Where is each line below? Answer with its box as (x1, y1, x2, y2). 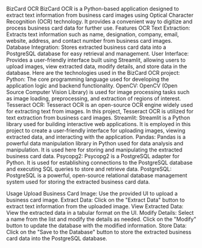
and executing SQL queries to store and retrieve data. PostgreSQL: (6, 165, 172, 173)
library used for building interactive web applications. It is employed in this (6, 121, 191, 127)
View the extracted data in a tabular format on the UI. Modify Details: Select (6, 209, 194, 216)
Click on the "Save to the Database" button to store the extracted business (6, 229, 192, 235)
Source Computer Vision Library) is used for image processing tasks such (6, 89, 190, 95)
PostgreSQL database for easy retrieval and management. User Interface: (6, 50, 189, 57)
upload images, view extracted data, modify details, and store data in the (6, 63, 188, 70)
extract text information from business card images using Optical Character (6, 11, 194, 19)
